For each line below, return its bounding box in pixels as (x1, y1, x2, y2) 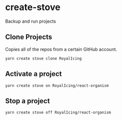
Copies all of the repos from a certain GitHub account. (5, 46, 117, 52)
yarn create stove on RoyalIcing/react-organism (5, 83, 109, 88)
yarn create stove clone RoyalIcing (5, 56, 82, 61)
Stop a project (5, 96, 50, 105)
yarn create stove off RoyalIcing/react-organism (5, 110, 111, 115)
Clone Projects (5, 33, 53, 41)
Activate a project (5, 70, 62, 78)
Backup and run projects (5, 18, 56, 24)
